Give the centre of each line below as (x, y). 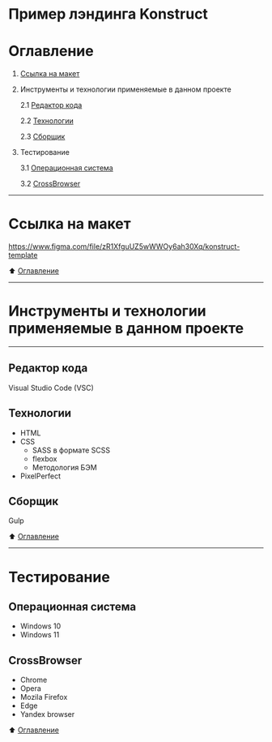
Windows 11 (40, 635)
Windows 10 (40, 626)
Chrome (34, 680)
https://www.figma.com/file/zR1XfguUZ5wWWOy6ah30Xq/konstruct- (124, 247)
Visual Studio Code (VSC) (51, 388)
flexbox (45, 458)
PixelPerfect (40, 476)
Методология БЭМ (64, 467)
